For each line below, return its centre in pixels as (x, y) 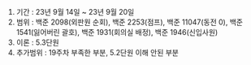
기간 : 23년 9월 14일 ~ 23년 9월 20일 (75, 12)
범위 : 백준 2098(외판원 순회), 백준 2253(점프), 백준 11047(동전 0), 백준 (130, 22)
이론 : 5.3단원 (37, 42)
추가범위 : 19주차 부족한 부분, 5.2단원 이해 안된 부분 (97, 52)
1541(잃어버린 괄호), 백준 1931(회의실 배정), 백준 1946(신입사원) (117, 32)
